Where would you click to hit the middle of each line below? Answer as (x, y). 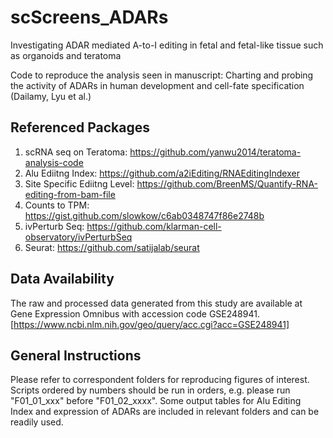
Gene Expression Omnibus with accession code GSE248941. (135, 313)
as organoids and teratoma (66, 55)
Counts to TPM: (57, 205)
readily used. (37, 422)
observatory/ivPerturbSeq (78, 237)
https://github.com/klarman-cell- (154, 226)
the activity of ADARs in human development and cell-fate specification (157, 85)
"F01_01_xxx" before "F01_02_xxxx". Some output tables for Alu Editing (156, 401)
